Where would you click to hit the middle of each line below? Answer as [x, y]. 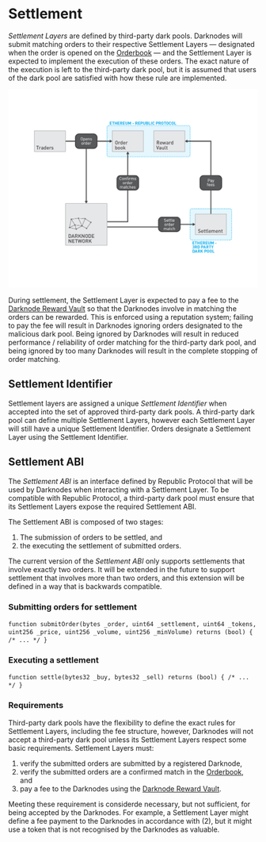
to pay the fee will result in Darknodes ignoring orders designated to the [125, 325]
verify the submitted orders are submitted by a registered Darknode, [131, 763]
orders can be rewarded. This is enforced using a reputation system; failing [131, 317]
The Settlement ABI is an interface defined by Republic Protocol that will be [131, 481]
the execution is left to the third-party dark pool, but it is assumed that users [133, 69]
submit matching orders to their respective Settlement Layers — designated [131, 44]
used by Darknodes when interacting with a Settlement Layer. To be [119, 490]
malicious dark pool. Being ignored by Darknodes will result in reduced [123, 334]
